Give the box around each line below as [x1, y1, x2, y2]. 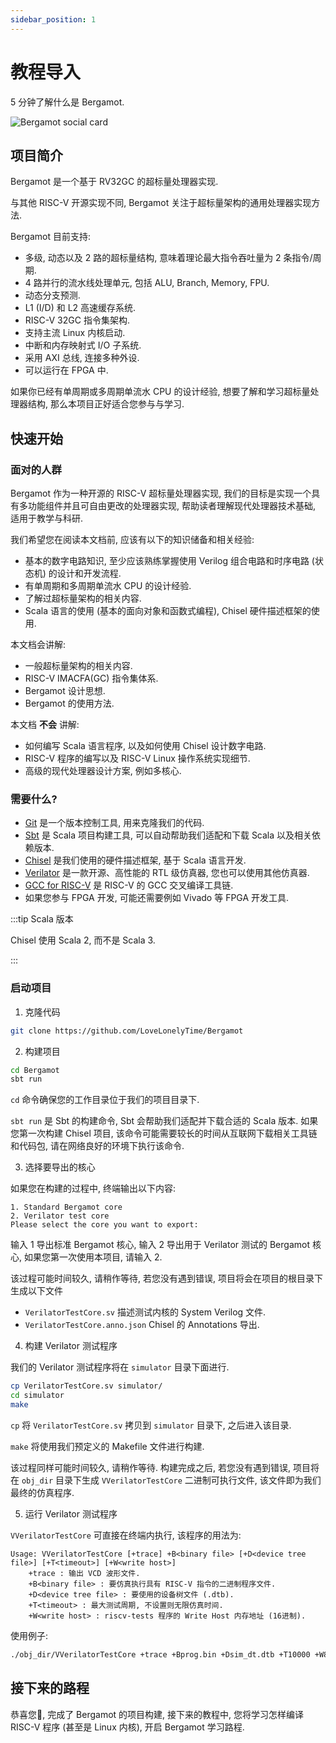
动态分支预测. [24, 289, 81, 301]
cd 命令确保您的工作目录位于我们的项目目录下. [10, 1094, 200, 1106]
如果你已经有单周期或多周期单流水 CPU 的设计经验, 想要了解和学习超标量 [10, 386, 311, 398]
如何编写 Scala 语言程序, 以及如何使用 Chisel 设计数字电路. [24, 740, 267, 752]
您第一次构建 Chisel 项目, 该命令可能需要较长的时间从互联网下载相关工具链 [10, 1127, 318, 1140]
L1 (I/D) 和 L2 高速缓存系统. [24, 302, 137, 314]
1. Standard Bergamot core [10, 1202, 123, 1213]
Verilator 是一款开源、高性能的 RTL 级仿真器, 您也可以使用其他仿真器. [24, 867, 310, 879]
